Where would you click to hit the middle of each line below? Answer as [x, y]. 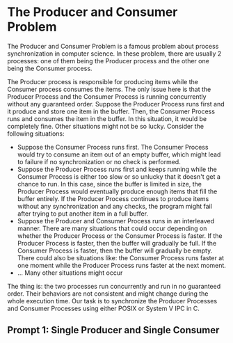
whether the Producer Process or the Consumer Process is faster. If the [120, 236]
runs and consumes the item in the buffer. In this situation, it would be [107, 118]
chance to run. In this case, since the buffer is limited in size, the [109, 184]
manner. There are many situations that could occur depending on [112, 228]
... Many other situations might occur [70, 273]
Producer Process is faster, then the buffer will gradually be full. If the [117, 243]
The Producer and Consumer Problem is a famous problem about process [113, 46]
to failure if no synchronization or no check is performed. [99, 161]
